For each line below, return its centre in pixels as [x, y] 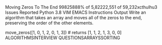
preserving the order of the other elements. [49, 23]
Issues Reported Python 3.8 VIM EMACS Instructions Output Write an [76, 12]
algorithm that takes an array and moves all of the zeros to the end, [74, 18]
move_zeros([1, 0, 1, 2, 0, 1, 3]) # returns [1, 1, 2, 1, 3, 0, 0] [63, 32]
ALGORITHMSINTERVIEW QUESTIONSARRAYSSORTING [63, 38]
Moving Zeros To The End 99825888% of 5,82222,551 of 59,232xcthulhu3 [81, 7]
